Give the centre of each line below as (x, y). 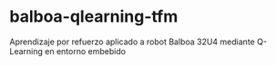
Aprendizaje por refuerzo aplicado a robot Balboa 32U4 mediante (132, 42)
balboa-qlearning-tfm (94, 17)
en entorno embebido (85, 51)
